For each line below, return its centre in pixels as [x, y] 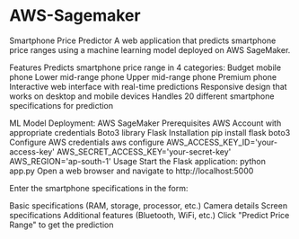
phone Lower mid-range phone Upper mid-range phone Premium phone [143, 76]
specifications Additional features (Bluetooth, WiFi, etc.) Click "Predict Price [149, 215]
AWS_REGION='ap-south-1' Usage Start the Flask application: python [138, 161]
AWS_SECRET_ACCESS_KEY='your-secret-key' [144, 151]
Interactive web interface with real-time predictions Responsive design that [148, 86]
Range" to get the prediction [62, 225]
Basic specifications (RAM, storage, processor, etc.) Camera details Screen [149, 205]
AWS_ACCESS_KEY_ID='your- [222, 142]
